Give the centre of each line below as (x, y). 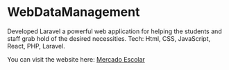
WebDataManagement (74, 12)
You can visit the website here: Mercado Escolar (76, 59)
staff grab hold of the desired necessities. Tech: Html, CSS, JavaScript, (109, 38)
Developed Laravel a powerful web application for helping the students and (114, 31)
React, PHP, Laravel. (36, 46)
